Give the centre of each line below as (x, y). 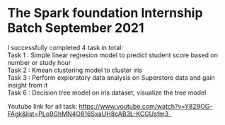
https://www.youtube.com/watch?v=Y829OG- (146, 106)
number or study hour (39, 62)
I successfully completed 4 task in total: (65, 47)
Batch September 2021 (76, 28)
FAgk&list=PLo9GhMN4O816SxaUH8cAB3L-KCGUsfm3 (88, 114)
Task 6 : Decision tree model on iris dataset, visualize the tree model (107, 93)
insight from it (28, 85)
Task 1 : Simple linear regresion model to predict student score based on (112, 55)
